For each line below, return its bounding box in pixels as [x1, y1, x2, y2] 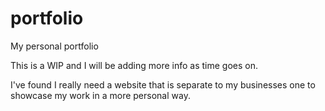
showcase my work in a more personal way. [10, 89, 191, 101]
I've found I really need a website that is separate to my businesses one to [10, 78, 316, 91]
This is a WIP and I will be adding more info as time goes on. [10, 59, 259, 71]
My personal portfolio [10, 40, 99, 52]
